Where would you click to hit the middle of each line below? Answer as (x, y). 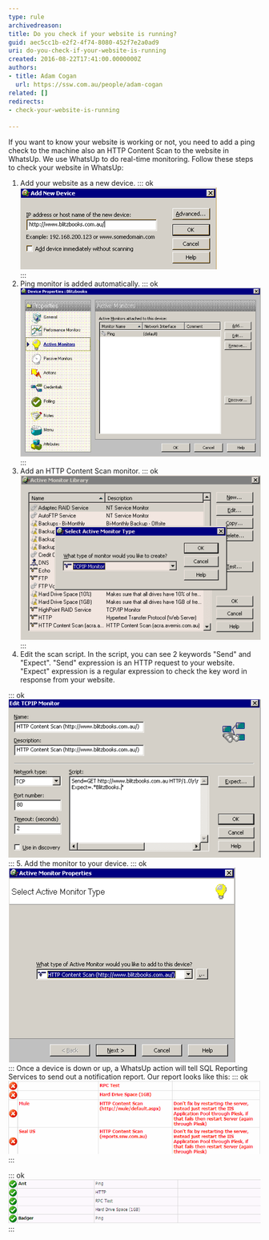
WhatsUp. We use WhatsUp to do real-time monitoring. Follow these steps (131, 159)
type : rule (26, 17)
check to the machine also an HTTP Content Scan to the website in (119, 151)
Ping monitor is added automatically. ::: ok (89, 284)
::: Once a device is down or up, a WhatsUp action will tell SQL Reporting (128, 1068)
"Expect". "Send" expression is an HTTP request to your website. (127, 663)
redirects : (26, 101)
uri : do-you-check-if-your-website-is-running (87, 51)
